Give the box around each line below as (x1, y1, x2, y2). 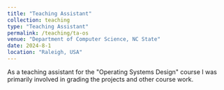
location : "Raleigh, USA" (7, 49, 82, 56)
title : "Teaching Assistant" (7, 10, 92, 17)
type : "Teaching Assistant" (7, 23, 89, 30)
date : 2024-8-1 (7, 42, 52, 49)
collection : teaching (7, 17, 70, 24)
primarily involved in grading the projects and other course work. (7, 75, 194, 83)
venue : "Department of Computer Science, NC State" (7, 36, 160, 43)
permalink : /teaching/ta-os (7, 29, 89, 37)
